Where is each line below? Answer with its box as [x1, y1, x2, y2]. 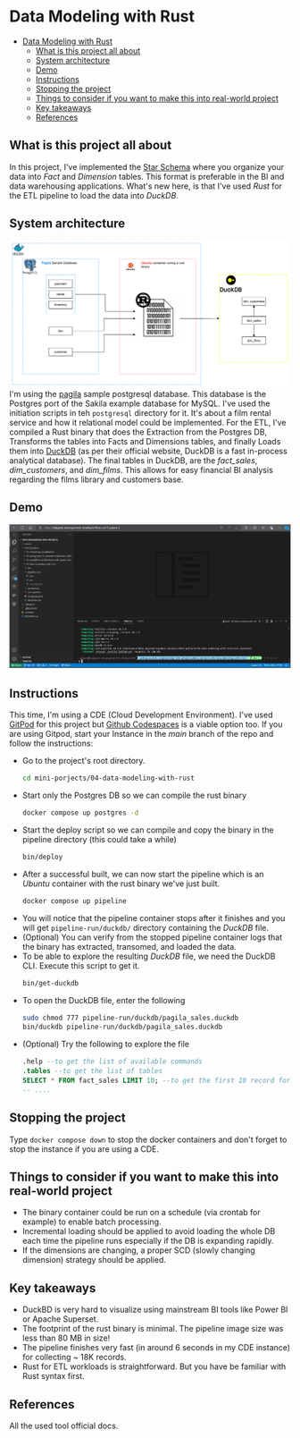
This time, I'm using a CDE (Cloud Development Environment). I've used [9, 709, 273, 721]
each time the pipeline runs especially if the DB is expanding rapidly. [21, 1236, 274, 1247]
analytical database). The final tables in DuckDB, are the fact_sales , [9, 454, 258, 466]
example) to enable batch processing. [21, 1216, 162, 1227]
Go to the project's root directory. [21, 756, 146, 766]
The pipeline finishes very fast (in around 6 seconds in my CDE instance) [21, 1342, 291, 1353]
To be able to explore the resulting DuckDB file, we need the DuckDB [21, 951, 276, 961]
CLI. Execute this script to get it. [21, 960, 140, 971]
